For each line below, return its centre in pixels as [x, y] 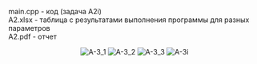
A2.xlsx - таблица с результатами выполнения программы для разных [129, 20]
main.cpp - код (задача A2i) [55, 11]
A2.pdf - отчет [33, 36]
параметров [29, 28]
